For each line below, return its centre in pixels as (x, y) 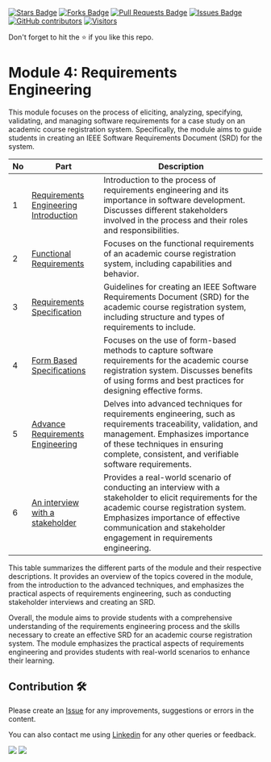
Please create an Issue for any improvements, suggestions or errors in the (131, 710)
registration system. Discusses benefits (178, 370)
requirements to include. (150, 327)
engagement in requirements (158, 538)
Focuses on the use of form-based (170, 340)
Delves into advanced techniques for (173, 403)
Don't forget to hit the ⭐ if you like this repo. (81, 37)
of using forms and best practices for (174, 381)
